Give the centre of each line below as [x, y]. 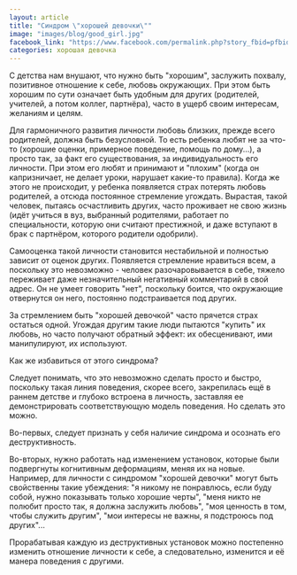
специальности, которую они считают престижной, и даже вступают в [144, 225]
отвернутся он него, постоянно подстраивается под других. [123, 299]
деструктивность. [43, 442]
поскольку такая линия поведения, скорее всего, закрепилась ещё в [140, 387]
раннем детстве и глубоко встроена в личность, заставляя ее [126, 397]
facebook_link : [37, 42]
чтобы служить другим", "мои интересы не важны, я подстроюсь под [141, 516]
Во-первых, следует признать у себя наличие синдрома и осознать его [145, 433]
